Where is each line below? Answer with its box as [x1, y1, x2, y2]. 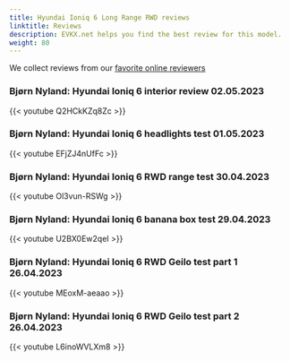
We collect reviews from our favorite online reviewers [9, 63, 206, 73]
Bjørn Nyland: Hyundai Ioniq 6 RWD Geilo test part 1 [9, 256, 238, 269]
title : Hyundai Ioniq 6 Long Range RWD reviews [9, 13, 191, 22]
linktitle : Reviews [9, 21, 82, 30]
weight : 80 [9, 38, 50, 47]
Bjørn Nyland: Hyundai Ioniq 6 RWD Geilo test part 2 [9, 310, 240, 322]
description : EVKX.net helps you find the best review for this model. [9, 30, 282, 39]
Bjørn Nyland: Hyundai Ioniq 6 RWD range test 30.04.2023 [9, 170, 270, 183]
